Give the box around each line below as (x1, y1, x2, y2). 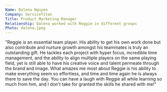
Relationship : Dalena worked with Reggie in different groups (5, 21, 137, 26)
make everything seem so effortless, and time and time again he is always (5, 71, 157, 77)
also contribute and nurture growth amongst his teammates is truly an (5, 45, 149, 50)
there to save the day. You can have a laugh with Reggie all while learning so (5, 76, 162, 82)
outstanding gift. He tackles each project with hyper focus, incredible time (5, 50, 157, 56)
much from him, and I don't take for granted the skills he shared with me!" (5, 81, 157, 87)
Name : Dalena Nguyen (5, 7, 48, 12)
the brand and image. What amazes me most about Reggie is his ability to (5, 65, 156, 72)
